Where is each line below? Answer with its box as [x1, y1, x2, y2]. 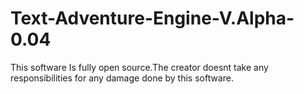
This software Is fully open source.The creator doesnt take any [10, 61, 269, 73]
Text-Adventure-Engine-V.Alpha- [10, 7, 295, 30]
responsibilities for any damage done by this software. [10, 72, 235, 84]
